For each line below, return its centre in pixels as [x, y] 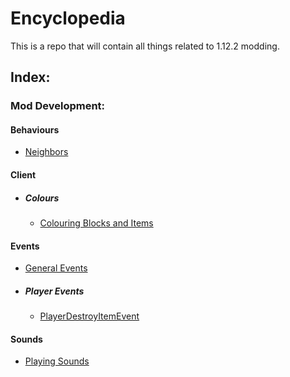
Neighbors [46, 152]
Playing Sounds [57, 361]
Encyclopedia [68, 18]
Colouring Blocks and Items [96, 223]
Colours [42, 198]
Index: [30, 77]
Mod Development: [58, 106]
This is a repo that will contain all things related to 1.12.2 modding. [145, 46]
